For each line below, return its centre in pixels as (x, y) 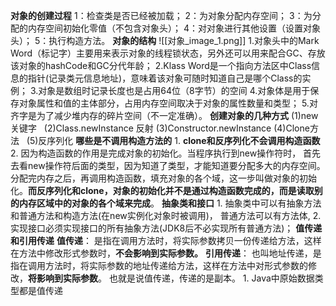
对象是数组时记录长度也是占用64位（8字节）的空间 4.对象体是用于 (174, 90)
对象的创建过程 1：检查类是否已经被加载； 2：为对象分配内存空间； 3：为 (161, 15)
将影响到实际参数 (63, 278)
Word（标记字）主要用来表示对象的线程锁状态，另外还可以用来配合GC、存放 (168, 53)
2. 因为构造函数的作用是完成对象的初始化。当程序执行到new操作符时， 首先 (166, 153)
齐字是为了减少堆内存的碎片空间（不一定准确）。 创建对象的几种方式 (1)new (164, 115)
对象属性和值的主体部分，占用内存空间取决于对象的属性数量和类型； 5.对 (168, 103)
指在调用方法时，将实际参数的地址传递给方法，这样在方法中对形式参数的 (159, 265)
